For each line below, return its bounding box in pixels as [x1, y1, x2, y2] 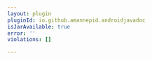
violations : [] [7, 36, 52, 43]
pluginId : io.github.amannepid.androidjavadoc [7, 17, 146, 24]
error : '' [7, 29, 36, 37]
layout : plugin [7, 10, 52, 17]
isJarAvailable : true [7, 23, 71, 30]
